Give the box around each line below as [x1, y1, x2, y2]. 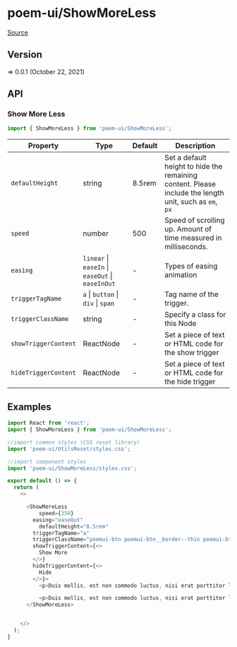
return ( [13, 484, 39, 491]
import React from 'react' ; [7, 420, 90, 427]
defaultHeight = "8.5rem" [38, 523, 109, 530]
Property [28, 141, 59, 151]
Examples [7, 401, 51, 413]
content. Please [164, 179, 217, 189]
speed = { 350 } [38, 509, 74, 516]
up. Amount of [164, 224, 212, 234]
